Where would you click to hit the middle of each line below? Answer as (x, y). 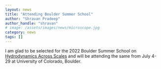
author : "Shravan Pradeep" (33, 19)
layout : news (18, 10)
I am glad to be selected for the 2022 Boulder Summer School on (71, 51)
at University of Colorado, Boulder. (47, 61)
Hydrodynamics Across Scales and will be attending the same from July (78, 56)
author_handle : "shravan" (31, 23)
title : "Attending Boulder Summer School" (49, 14)
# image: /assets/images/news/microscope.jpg (52, 28)
